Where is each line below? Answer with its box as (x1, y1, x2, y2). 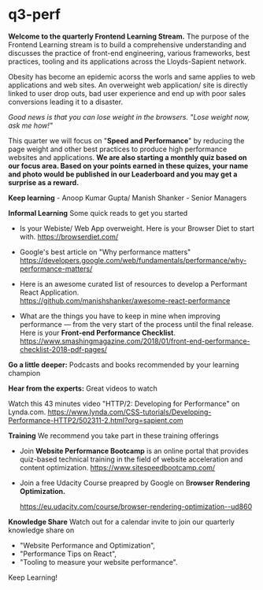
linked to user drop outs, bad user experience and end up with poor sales (8, 88, 246, 98)
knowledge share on (8, 525, 75, 535)
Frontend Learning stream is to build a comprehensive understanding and (8, 39, 246, 49)
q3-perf (8, 6, 61, 24)
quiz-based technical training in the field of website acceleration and (19, 455, 243, 464)
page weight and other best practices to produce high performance (8, 144, 228, 154)
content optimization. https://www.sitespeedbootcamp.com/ (19, 462, 216, 472)
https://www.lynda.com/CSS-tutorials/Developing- (47, 407, 212, 417)
